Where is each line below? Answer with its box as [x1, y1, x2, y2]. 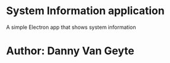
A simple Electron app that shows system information [6, 24, 136, 31]
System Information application [6, 4, 165, 18]
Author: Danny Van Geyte [6, 44, 134, 58]
